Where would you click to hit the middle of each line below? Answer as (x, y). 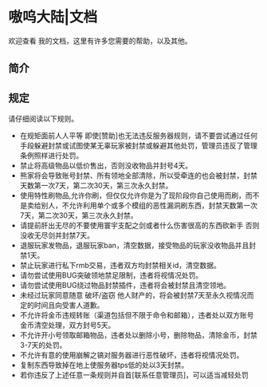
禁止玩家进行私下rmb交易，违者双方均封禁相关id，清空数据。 (120, 266)
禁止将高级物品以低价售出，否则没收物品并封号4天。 (106, 166)
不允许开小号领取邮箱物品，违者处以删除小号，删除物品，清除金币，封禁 (138, 335)
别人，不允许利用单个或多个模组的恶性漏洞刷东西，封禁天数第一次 (149, 206)
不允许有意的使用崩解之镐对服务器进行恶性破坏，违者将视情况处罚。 (132, 355)
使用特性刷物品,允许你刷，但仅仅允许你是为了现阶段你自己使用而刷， (132, 195)
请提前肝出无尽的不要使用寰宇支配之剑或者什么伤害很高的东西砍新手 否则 (139, 226)
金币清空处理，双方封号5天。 (67, 326)
